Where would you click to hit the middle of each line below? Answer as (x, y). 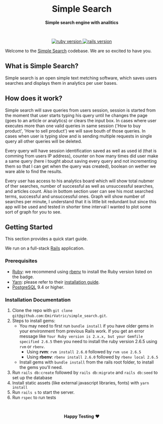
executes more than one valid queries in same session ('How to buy (73, 126)
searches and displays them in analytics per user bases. (61, 83)
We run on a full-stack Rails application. (45, 248)
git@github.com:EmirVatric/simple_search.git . (60, 315)
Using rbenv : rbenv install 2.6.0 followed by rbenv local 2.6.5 (92, 357)
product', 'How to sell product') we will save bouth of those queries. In (75, 131)
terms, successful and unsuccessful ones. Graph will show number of (75, 196)
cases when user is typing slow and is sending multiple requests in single (79, 136)
